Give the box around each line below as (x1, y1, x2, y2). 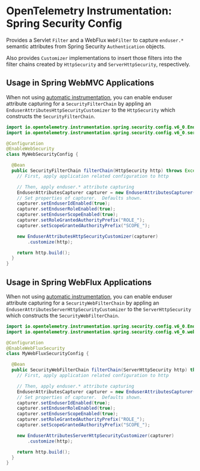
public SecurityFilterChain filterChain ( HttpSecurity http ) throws (11, 168, 183, 174)
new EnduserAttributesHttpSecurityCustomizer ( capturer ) (17, 233, 159, 239)
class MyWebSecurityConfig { (6, 152, 79, 158)
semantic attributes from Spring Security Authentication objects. (6, 43, 165, 50)
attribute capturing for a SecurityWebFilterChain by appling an (6, 299, 160, 306)
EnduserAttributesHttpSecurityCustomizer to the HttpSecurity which (6, 106, 176, 114)
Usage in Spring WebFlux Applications (6, 277, 152, 287)
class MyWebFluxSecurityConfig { (6, 351, 89, 357)
